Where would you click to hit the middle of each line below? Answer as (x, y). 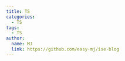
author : (16, 38)
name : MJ (22, 44)
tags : (13, 28)
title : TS (18, 11)
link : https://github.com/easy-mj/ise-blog (65, 49)
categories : (21, 17)
